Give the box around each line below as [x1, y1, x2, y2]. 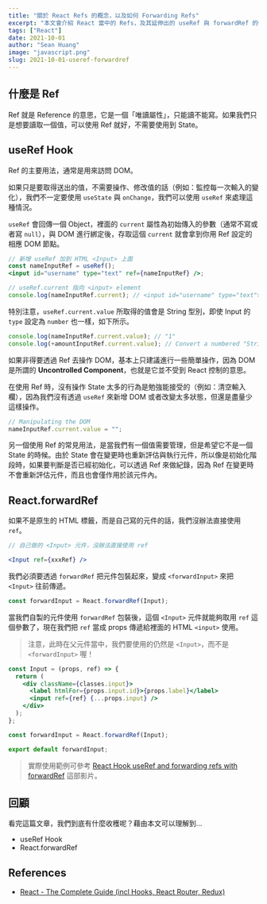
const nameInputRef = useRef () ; [8, 262, 115, 270]
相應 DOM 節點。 [8, 239, 64, 249]
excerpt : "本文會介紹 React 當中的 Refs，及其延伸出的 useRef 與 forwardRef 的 [8, 19, 258, 27]
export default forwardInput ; [8, 745, 109, 753]
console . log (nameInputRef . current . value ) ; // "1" [8, 332, 176, 340]
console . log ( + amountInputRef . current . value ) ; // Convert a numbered [8, 339, 240, 348]
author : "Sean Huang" [8, 41, 80, 49]
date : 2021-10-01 [8, 33, 66, 42]
